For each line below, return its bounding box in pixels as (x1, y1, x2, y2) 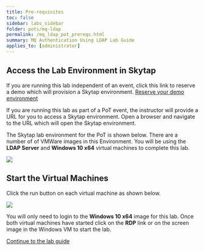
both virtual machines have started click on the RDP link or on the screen (6, 219, 189, 226)
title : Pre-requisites (6, 9, 64, 15)
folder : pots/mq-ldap (6, 26, 62, 32)
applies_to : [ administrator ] (6, 43, 80, 49)
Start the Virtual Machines (6, 173, 108, 183)
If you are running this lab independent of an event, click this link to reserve (6, 82, 196, 89)
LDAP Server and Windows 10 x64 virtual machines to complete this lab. (6, 144, 190, 151)
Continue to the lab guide (6, 237, 70, 244)
